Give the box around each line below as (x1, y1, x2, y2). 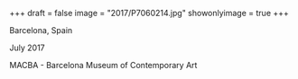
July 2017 (9, 42, 45, 53)
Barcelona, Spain (9, 25, 73, 35)
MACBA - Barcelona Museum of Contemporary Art (9, 60, 198, 70)
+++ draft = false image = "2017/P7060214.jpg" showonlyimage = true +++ (9, 8, 289, 18)
